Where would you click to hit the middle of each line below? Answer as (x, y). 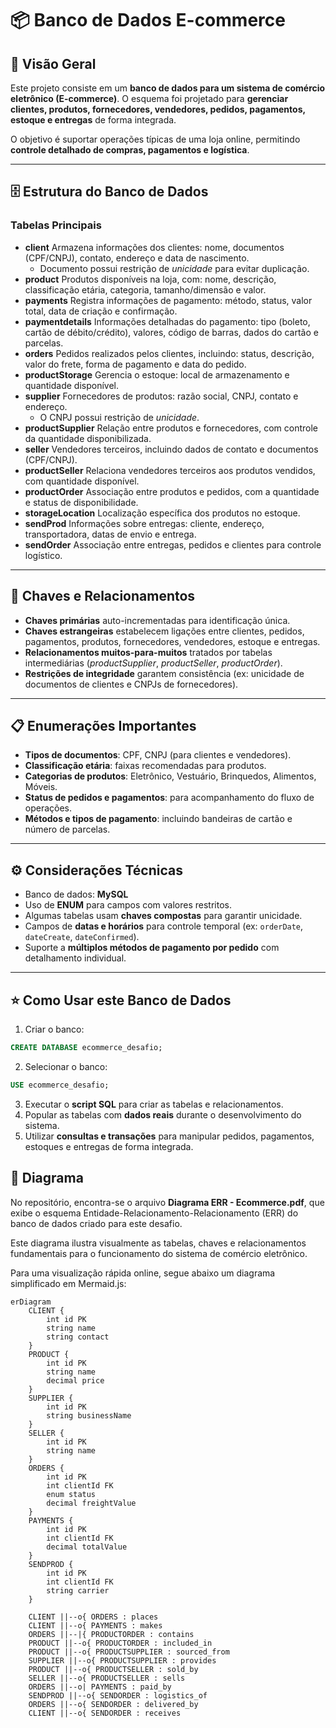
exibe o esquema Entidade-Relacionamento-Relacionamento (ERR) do (154, 1213)
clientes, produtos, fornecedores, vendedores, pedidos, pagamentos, (158, 109)
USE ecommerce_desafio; (60, 1085)
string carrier (78, 1590)
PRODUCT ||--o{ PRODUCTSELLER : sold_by (113, 1669)
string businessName (89, 1415)
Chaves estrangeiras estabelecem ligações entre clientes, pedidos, (164, 631)
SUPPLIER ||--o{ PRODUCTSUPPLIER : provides (122, 1660)
